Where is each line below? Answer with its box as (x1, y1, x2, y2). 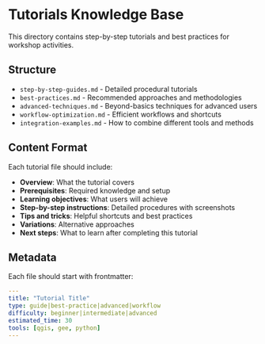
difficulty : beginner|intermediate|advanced (8, 309, 157, 317)
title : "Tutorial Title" (8, 295, 90, 303)
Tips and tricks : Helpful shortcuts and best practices (19, 211, 193, 220)
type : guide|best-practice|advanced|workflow (8, 302, 161, 310)
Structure (8, 63, 57, 77)
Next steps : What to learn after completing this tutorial (19, 227, 198, 237)
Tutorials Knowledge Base (8, 6, 184, 24)
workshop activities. (8, 40, 74, 49)
